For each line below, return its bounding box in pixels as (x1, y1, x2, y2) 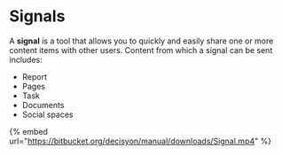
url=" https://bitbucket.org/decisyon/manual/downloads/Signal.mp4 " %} (9, 136, 272, 146)
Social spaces (21, 109, 74, 120)
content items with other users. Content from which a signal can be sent (9, 44, 273, 55)
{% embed (9, 126, 49, 136)
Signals (9, 6, 66, 27)
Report (21, 71, 47, 81)
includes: (9, 54, 43, 65)
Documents (21, 99, 65, 110)
